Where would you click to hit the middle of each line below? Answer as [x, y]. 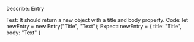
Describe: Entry [25, 9]
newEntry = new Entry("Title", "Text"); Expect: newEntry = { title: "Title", [94, 26]
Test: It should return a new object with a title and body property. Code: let [97, 20]
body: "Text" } [23, 33]
